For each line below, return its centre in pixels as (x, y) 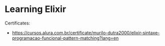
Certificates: (18, 23)
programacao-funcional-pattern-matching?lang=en (65, 38)
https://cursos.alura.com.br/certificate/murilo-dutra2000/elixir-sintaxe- (86, 32)
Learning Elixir (35, 9)
